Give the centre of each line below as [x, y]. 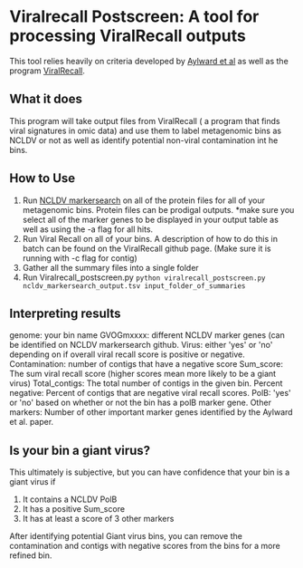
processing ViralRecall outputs [128, 36]
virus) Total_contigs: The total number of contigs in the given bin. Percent [146, 383]
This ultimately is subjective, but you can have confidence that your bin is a [150, 472]
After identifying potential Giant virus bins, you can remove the [126, 536]
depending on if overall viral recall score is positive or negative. [128, 354]
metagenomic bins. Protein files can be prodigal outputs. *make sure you [158, 209]
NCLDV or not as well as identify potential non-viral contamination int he [144, 140]
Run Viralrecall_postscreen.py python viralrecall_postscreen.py [144, 277]
